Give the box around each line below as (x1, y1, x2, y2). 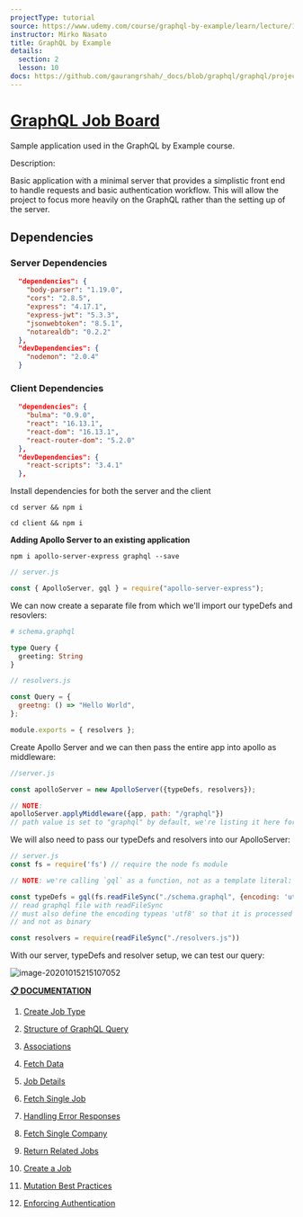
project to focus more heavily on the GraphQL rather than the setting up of (10, 194, 286, 205)
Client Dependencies (10, 381, 104, 394)
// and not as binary (10, 917, 92, 926)
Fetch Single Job (22, 1094, 86, 1105)
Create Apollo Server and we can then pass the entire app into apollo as (10, 741, 277, 752)
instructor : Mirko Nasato (10, 30, 107, 39)
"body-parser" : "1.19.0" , (26, 285, 124, 295)
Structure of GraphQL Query (22, 1024, 129, 1034)
